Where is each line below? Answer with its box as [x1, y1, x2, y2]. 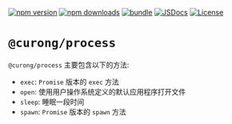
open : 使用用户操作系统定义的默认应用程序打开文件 [19, 86, 186, 96]
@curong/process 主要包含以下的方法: [8, 60, 130, 70]
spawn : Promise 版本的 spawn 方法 [19, 106, 126, 116]
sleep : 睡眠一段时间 [19, 97, 85, 106]
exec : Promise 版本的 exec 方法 [19, 77, 119, 86]
